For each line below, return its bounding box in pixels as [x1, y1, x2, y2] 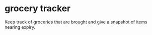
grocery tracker [4, 3, 71, 14]
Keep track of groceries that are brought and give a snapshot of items [4, 19, 148, 25]
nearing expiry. [4, 24, 36, 30]
